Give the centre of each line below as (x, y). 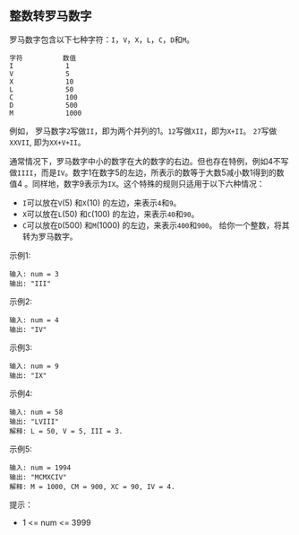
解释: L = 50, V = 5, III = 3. (66, 431)
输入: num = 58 (36, 412)
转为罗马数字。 (50, 236)
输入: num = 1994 (40, 468)
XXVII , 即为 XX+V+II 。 (47, 142)
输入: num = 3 (34, 274)
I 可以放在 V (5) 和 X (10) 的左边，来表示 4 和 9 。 (102, 202)
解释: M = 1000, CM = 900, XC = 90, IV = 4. (92, 487)
